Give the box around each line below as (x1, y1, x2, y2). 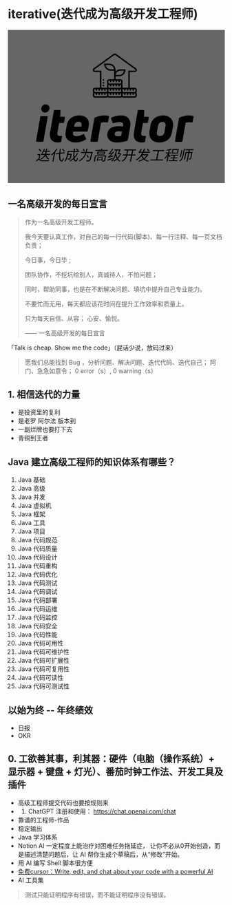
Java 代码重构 (17, 562, 58, 570)
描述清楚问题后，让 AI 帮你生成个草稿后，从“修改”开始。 (23, 850, 184, 858)
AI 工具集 (17, 875, 44, 884)
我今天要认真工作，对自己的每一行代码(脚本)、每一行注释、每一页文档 (24, 232, 223, 241)
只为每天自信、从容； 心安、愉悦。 (24, 314, 123, 322)
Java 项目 (17, 527, 46, 535)
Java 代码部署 (17, 596, 58, 604)
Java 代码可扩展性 (17, 657, 70, 665)
